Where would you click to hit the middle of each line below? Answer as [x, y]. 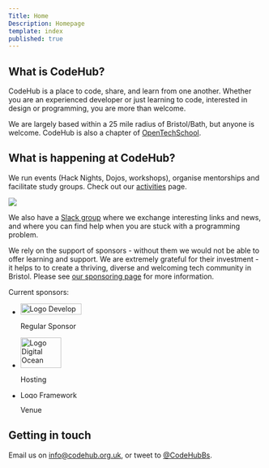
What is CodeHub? [57, 71]
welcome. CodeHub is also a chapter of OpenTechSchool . [105, 133]
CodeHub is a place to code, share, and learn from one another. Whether [130, 91]
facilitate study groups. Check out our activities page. [98, 186]
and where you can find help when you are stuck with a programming [124, 226]
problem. [23, 234]
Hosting [33, 379]
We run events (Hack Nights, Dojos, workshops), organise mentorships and [134, 178]
